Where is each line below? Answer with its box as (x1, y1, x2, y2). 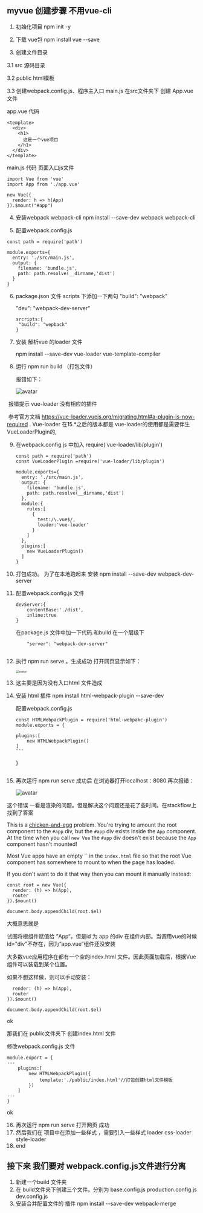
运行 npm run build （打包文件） (15, 362, 96, 370)
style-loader (15, 1136, 47, 1143)
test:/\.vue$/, (37, 516, 76, 522)
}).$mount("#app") (7, 202, 53, 209)
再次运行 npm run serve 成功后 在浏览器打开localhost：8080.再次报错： (15, 776, 195, 784)
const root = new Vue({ (7, 882, 67, 888)
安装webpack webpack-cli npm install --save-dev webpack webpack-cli (15, 213, 196, 221)
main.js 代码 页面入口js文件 (7, 164, 74, 171)
